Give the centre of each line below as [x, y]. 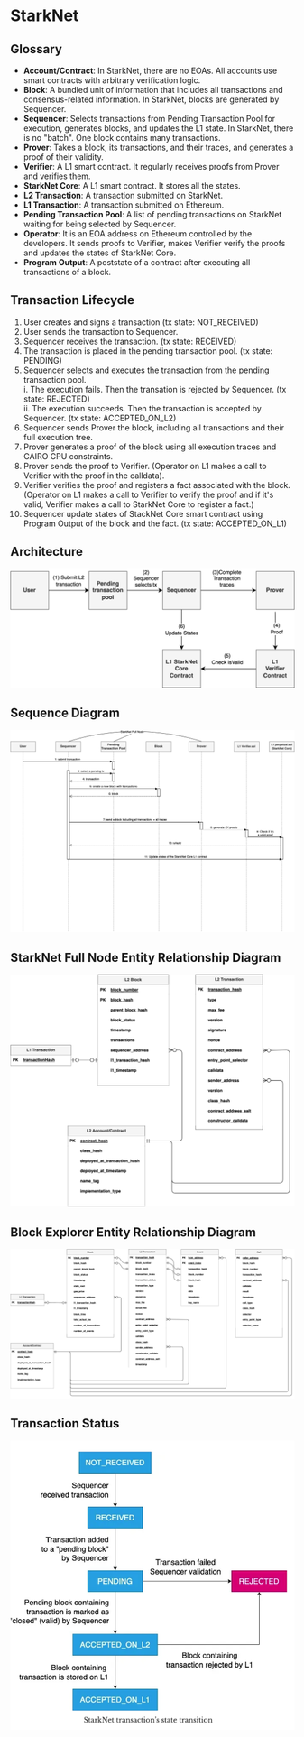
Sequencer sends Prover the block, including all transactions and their [154, 427]
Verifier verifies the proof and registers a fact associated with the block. [157, 485]
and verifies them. [57, 176]
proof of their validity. [63, 157]
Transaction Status [65, 1423]
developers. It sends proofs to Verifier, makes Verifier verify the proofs [154, 243]
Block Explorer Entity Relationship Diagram [133, 1232]
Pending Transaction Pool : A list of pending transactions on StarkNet [152, 214]
